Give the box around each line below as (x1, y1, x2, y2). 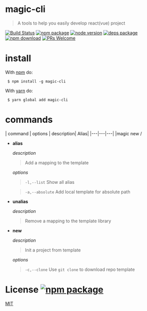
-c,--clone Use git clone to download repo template (24, 266, 135, 272)
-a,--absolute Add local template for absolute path (24, 189, 130, 195)
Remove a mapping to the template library (24, 218, 111, 224)
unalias (12, 198, 28, 204)
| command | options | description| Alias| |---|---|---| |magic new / (5, 130, 142, 136)
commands (5, 114, 53, 126)
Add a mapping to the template (24, 159, 89, 166)
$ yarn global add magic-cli (7, 97, 68, 102)
